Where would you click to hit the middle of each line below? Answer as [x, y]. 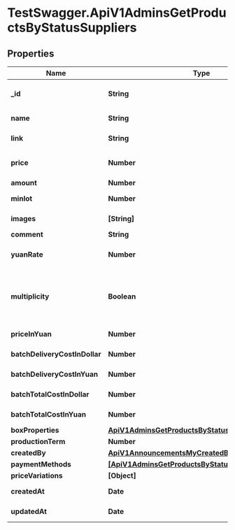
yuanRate [27, 255]
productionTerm [38, 442]
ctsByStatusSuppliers [72, 28]
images [23, 219]
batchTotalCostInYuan [48, 414]
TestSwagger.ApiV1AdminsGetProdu [117, 13]
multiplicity [30, 296]
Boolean [122, 296]
